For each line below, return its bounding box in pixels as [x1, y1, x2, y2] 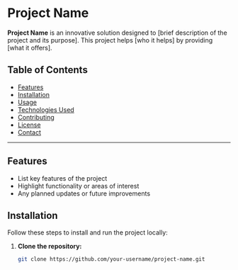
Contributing [17, 113, 55, 121]
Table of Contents [7, 64, 89, 76]
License [17, 120, 41, 129]
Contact [17, 128, 41, 136]
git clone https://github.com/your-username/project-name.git [17, 256, 205, 263]
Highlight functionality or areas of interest [17, 181, 140, 190]
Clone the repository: [17, 242, 82, 251]
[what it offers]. [7, 43, 52, 52]
